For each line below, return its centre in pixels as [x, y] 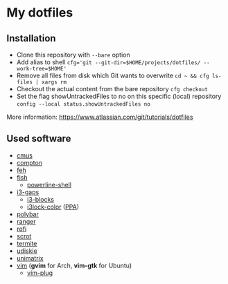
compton [29, 162]
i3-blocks [41, 199]
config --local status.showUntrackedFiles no [83, 104]
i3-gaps [28, 192]
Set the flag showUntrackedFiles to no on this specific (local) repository [119, 96]
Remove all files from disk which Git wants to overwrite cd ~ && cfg [113, 75]
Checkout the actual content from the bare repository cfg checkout [112, 89]
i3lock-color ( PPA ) [53, 207]
